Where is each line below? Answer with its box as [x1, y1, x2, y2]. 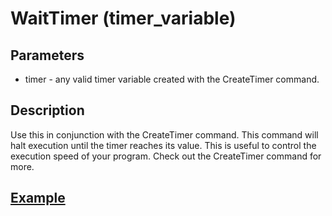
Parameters [10, 47, 85, 64]
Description [10, 102, 85, 119]
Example [10, 190, 66, 207]
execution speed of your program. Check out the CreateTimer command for [10, 150, 322, 162]
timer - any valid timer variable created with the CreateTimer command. [24, 73, 320, 85]
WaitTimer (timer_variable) [10, 7, 237, 30]
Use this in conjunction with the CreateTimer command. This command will [10, 128, 319, 141]
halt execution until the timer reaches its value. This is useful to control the [10, 139, 317, 151]
